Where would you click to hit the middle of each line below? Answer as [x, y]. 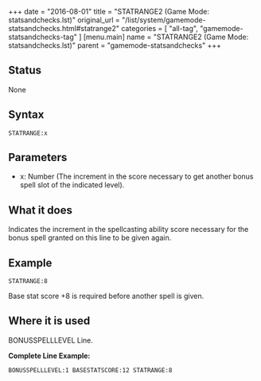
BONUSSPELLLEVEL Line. [51, 340]
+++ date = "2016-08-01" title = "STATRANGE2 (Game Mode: [109, 12]
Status [25, 71]
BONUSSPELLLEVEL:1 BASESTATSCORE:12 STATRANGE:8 [90, 370]
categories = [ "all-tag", [160, 28]
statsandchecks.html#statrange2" [64, 28]
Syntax [26, 115]
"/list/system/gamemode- [164, 20]
